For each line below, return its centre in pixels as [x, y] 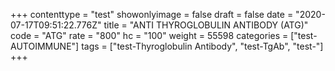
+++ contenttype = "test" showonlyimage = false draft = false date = [152, 14]
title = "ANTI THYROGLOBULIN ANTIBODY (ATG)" [206, 25]
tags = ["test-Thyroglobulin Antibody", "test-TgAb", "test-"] [202, 46]
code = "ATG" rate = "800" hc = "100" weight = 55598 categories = [149, 35]
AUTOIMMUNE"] [45, 46]
